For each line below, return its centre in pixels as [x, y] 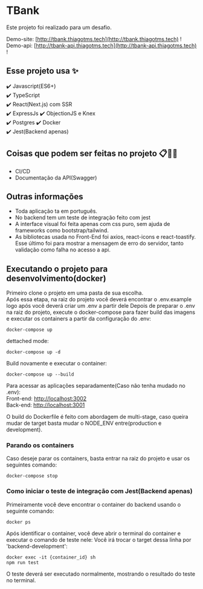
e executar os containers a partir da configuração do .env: [79, 319]
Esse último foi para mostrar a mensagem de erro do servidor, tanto [99, 244]
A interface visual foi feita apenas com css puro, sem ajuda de [92, 224]
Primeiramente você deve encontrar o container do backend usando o [94, 504]
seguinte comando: [30, 511]
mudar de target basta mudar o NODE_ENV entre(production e [84, 423]
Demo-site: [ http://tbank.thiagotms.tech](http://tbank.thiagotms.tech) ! [94, 39]
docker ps [19, 522]
